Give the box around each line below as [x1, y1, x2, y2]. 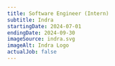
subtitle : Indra [7, 16, 54, 23]
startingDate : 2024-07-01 [7, 23, 81, 30]
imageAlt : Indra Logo [7, 42, 70, 49]
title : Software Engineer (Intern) [7, 10, 109, 17]
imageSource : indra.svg [7, 36, 76, 43]
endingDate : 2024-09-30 [7, 29, 76, 36]
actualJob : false [7, 49, 57, 56]
